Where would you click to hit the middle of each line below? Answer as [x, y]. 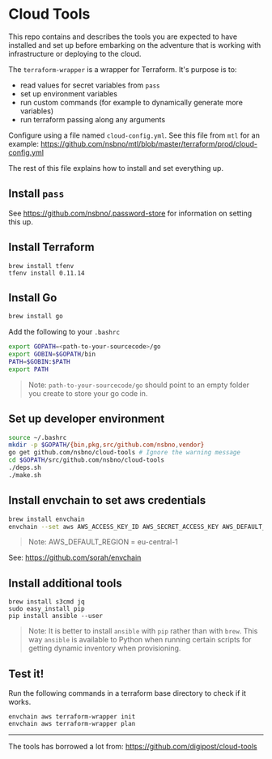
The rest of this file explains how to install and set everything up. [116, 168]
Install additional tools [66, 583]
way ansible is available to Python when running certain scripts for [140, 640]
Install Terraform [51, 247]
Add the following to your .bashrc [64, 332]
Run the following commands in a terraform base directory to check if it [127, 693]
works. [20, 702]
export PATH [28, 369]
